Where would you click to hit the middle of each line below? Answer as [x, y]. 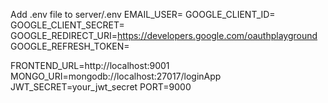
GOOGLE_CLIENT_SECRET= [67, 25]
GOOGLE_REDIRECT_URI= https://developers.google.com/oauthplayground [164, 35]
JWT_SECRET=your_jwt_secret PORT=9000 [101, 87]
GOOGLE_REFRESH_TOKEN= [70, 46]
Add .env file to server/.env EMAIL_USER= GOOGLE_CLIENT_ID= [143, 14]
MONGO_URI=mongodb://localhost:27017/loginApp [116, 76]
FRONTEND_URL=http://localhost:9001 [90, 65]
